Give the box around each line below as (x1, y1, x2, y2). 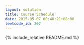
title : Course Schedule (5, 12, 55, 17)
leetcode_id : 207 (5, 21, 41, 26)
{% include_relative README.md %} (5, 35, 80, 41)
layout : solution (5, 7, 41, 12)
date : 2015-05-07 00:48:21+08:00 (5, 16, 75, 21)
